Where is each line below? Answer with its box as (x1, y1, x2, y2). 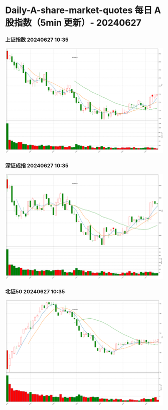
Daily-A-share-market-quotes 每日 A (5, 5, 161, 16)
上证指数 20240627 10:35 (5, 36, 69, 43)
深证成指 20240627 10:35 (5, 162, 69, 169)
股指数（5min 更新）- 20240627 (5, 17, 141, 29)
